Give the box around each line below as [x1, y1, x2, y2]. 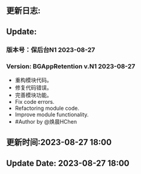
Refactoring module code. [14, 104, 80, 112]
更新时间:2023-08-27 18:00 [6, 137, 112, 148]
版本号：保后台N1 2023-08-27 [6, 46, 95, 54]
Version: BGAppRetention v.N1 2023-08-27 [6, 62, 136, 70]
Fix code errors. [14, 98, 55, 105]
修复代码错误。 [14, 84, 52, 91]
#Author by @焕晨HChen [14, 118, 77, 125]
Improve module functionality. [14, 111, 89, 118]
